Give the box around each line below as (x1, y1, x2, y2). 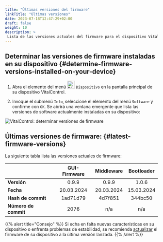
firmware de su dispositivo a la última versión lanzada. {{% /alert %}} (5, 231, 143, 237)
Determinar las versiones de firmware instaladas (5, 52, 155, 61)
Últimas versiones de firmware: (5, 132, 102, 141)
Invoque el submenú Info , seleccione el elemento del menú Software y (12, 98, 153, 104)
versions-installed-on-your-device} (5, 68, 116, 76)
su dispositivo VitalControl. (12, 89, 66, 95)
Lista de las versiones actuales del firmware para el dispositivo (7, 35, 147, 39)
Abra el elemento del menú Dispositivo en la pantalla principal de (12, 84, 153, 90)
